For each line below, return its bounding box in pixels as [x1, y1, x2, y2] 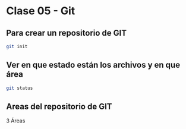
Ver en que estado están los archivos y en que [6, 60, 180, 70]
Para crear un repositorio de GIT [6, 28, 127, 38]
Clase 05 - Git [6, 4, 75, 18]
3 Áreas [6, 117, 26, 124]
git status [6, 85, 33, 91]
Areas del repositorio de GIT [6, 101, 112, 111]
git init [6, 43, 28, 49]
